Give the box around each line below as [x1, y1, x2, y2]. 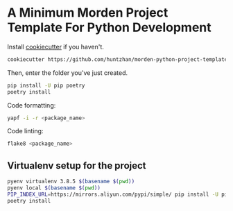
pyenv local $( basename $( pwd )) [7, 185, 101, 192]
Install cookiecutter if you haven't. [7, 42, 104, 51]
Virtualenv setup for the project [7, 160, 147, 171]
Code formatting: [7, 101, 56, 109]
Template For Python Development [7, 19, 212, 35]
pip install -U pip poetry [7, 82, 85, 89]
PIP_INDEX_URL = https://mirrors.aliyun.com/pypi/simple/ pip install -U [7, 191, 218, 198]
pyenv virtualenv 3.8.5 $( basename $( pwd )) [7, 178, 135, 185]
